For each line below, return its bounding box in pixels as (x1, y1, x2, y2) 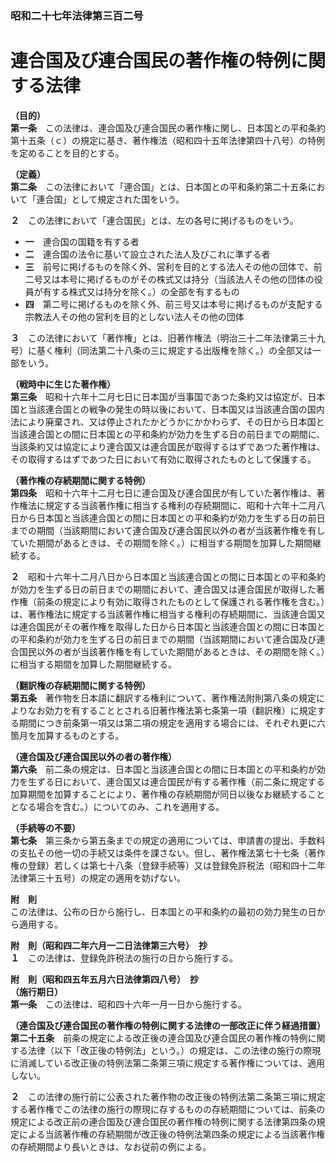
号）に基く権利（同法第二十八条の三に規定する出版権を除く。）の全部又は (10, 344, 313, 356)
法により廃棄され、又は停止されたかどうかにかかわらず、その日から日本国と (10, 415, 325, 427)
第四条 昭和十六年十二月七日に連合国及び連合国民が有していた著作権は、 (10, 487, 317, 499)
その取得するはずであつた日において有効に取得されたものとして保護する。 (10, 453, 317, 465)
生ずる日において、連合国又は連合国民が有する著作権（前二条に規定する (27, 775, 325, 787)
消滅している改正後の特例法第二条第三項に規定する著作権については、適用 (18, 1057, 325, 1069)
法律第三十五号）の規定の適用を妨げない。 (10, 872, 186, 884)
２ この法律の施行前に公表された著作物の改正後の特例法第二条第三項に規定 (10, 1090, 326, 1102)
